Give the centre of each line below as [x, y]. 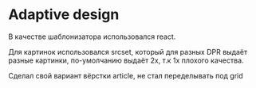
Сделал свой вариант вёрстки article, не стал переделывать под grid [126, 75]
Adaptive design [64, 15]
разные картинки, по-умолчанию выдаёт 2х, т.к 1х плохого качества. [126, 60]
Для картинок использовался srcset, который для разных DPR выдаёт [128, 52]
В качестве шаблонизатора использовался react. [92, 36]
